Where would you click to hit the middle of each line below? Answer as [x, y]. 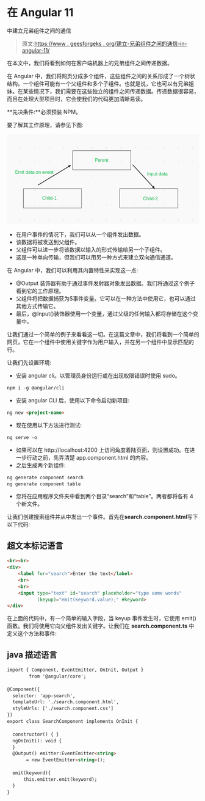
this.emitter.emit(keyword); [60, 779]
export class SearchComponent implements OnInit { [73, 722]
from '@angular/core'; [58, 676]
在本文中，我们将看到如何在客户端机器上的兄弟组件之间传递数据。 [90, 63]
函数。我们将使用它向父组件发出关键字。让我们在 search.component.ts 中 [101, 626]
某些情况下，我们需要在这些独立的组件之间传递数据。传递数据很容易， [111, 91]
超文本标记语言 [35, 545]
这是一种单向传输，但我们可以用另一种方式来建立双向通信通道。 [96, 258]
